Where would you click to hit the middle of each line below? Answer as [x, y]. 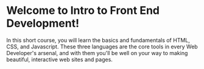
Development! [43, 23]
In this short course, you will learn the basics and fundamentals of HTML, [98, 40]
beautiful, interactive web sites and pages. [59, 59]
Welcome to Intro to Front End [83, 11]
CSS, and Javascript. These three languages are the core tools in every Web [102, 47]
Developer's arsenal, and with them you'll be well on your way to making [97, 53]
